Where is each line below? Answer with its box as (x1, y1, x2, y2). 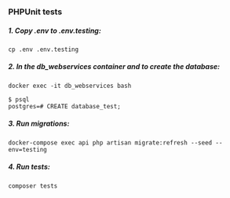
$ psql (8, 95, 30, 104)
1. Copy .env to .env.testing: (8, 26, 102, 35)
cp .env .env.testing (8, 46, 79, 53)
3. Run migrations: (8, 119, 70, 128)
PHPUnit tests (8, 6, 63, 17)
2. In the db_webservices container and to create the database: (8, 62, 221, 71)
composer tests (8, 181, 58, 190)
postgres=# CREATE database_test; (8, 102, 122, 110)
